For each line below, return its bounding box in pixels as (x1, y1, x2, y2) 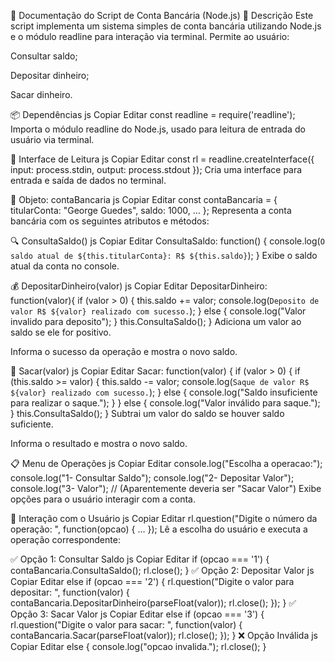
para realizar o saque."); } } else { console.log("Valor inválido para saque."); (10, 397, 321, 409)
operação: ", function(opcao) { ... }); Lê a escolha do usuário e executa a (10, 523, 308, 535)
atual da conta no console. (10, 260, 120, 272)
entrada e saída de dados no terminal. (10, 175, 167, 186)
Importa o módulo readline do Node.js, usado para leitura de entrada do (10, 123, 306, 135)
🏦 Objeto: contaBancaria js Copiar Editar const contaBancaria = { (10, 194, 278, 205)
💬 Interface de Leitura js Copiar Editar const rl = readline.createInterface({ (10, 153, 315, 165)
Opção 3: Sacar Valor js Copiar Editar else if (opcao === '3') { (10, 608, 265, 620)
